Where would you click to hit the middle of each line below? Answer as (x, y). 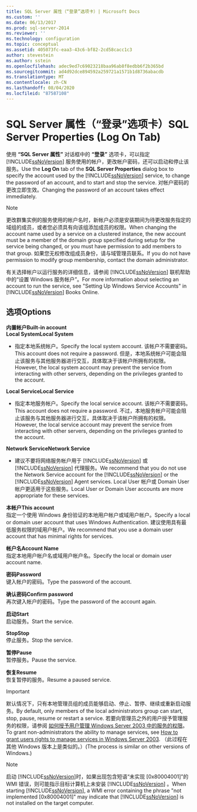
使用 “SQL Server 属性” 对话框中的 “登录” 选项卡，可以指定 (78, 154)
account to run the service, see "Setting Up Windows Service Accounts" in (96, 286)
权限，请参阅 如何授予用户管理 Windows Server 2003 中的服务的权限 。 (102, 725)
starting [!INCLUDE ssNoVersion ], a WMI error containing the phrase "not (94, 790)
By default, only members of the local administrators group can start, (100, 710)
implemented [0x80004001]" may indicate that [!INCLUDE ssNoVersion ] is (95, 797)
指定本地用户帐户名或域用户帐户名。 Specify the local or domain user (89, 555)
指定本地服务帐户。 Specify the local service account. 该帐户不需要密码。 (103, 403)
